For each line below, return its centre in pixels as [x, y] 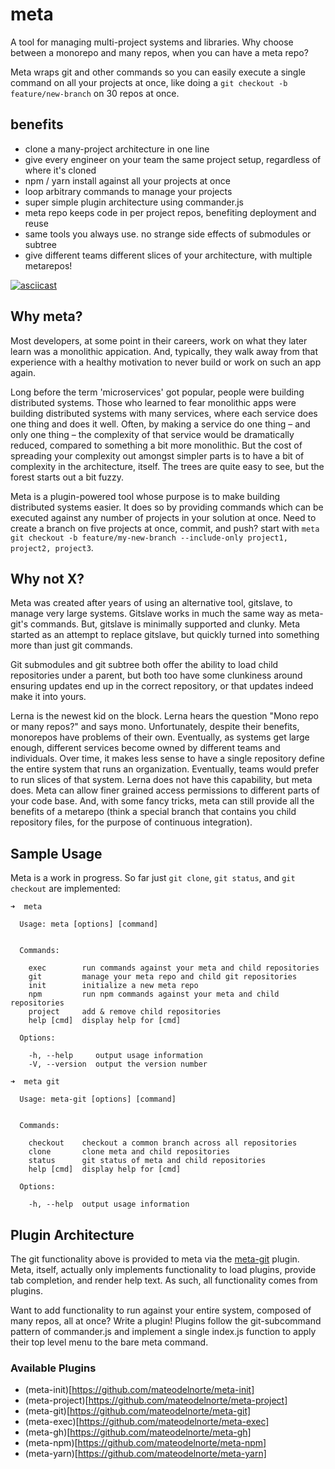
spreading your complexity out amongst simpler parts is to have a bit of [157, 455]
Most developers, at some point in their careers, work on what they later [159, 340]
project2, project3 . [52, 547]
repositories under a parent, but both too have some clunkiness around [156, 675]
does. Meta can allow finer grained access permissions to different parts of [165, 790]
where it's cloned [60, 170]
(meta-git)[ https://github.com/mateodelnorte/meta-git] [138, 1411]
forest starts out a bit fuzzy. [67, 477]
